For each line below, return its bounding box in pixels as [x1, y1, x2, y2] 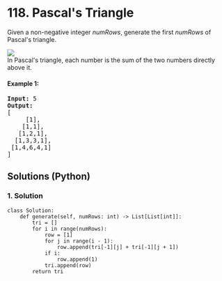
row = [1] [44, 231, 73, 238]
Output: [7, 102, 33, 109]
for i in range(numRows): [32, 225, 108, 232]
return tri [32, 268, 64, 275]
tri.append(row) [44, 261, 92, 269]
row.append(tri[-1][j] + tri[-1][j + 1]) [56, 243, 179, 250]
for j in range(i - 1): [44, 237, 113, 245]
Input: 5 [7, 95, 37, 102]
